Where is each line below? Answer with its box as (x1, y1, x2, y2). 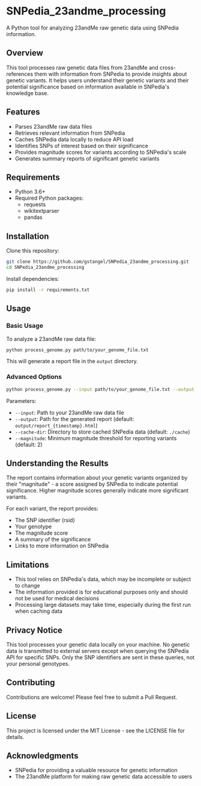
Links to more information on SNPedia (14, 542, 109, 550)
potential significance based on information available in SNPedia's (6, 83, 170, 90)
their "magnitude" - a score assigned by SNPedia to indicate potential (6, 481, 178, 488)
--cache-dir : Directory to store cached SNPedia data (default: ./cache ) (14, 428, 190, 435)
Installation (6, 231, 49, 241)
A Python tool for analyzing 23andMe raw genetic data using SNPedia (6, 24, 179, 31)
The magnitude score (14, 529, 68, 536)
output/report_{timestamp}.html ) (14, 422, 98, 429)
